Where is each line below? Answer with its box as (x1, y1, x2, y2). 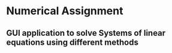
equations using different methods (6, 37, 139, 47)
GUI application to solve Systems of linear (6, 28, 166, 38)
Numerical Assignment (6, 4, 123, 18)
